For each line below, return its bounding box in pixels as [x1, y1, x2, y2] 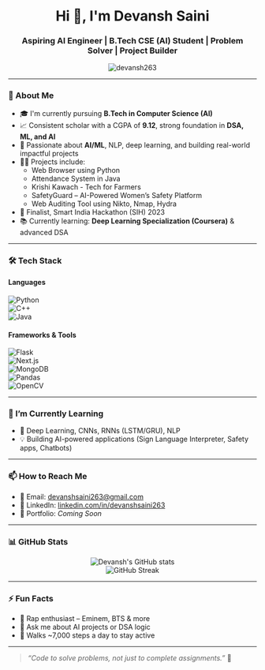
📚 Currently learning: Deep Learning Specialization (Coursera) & [19, 216, 235, 226]
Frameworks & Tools [8, 330, 77, 339]
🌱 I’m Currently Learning [8, 408, 104, 419]
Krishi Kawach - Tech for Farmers [31, 182, 142, 192]
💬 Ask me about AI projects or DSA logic [19, 623, 151, 632]
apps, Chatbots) [19, 444, 73, 453]
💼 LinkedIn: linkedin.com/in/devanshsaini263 [19, 500, 166, 510]
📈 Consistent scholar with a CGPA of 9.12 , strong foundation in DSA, [19, 120, 244, 129]
